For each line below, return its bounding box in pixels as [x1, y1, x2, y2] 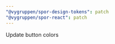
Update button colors [5, 31, 59, 38]
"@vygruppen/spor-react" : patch [5, 14, 87, 20]
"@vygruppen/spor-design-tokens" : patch [5, 8, 110, 15]
